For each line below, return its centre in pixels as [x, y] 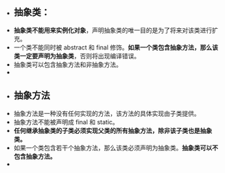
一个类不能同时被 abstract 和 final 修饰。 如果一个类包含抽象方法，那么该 [116, 47]
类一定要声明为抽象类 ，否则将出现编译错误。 [77, 56]
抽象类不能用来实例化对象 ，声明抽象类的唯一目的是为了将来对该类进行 [113, 30]
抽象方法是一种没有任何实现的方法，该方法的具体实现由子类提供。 [107, 113]
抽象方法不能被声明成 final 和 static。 [66, 122]
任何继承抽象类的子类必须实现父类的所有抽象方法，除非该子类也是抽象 [113, 130]
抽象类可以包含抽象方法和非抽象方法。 [68, 65]
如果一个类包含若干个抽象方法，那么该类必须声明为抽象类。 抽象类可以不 [116, 148]
